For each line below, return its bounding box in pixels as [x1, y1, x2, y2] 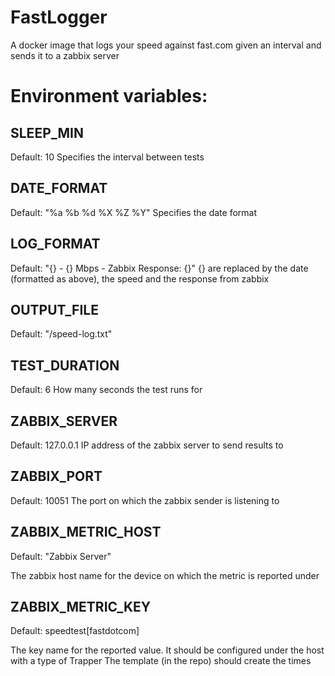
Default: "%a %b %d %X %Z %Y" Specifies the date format [10, 206, 257, 218]
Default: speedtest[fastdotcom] [10, 625, 140, 637]
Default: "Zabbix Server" [10, 550, 112, 562]
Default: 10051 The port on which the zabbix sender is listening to [10, 494, 280, 506]
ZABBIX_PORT [10, 468, 103, 485]
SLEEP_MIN [10, 124, 84, 141]
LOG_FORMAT [10, 236, 101, 253]
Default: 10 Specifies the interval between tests [10, 151, 205, 163]
